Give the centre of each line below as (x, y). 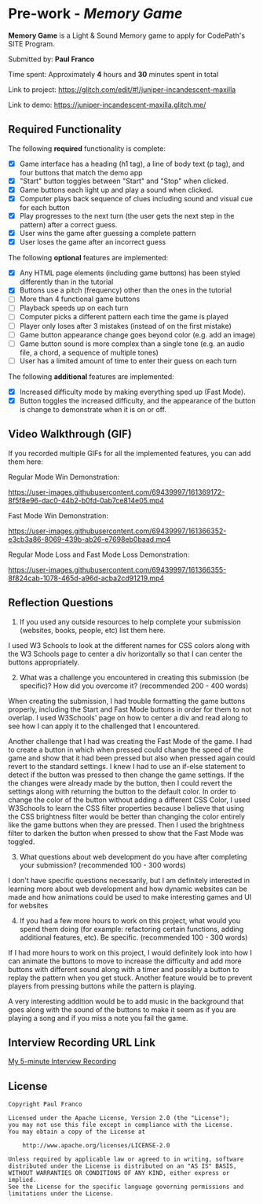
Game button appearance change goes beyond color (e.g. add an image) (137, 334)
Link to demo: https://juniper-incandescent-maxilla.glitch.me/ (107, 105)
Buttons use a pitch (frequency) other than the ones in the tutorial (125, 290)
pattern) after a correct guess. (68, 225)
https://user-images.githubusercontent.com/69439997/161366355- (117, 569)
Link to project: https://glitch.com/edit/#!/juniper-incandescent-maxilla (122, 89)
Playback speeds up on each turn (74, 308)
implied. (22, 1180)
